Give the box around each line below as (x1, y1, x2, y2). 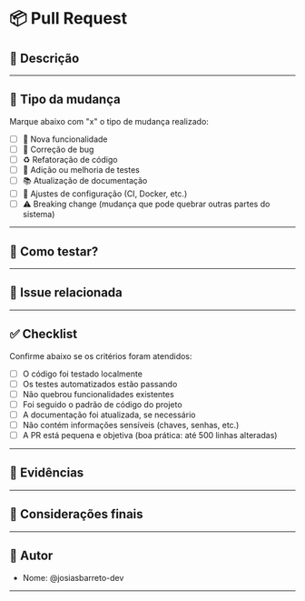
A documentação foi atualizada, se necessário (22, 409, 196, 420)
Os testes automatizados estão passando (22, 378, 178, 389)
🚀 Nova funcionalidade (22, 134, 108, 145)
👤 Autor (9, 548, 54, 564)
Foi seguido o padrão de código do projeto (22, 398, 183, 410)
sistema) (22, 209, 55, 220)
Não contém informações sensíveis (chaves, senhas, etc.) (22, 419, 240, 430)
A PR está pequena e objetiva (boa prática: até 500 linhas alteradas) (22, 430, 278, 440)
